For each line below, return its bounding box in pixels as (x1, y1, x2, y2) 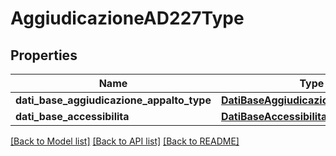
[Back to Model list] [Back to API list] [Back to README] (10, 135, 240, 147)
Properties (10, 47, 78, 64)
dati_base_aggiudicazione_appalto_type (15, 93, 212, 107)
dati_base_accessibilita (15, 110, 130, 123)
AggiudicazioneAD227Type (10, 7, 245, 30)
